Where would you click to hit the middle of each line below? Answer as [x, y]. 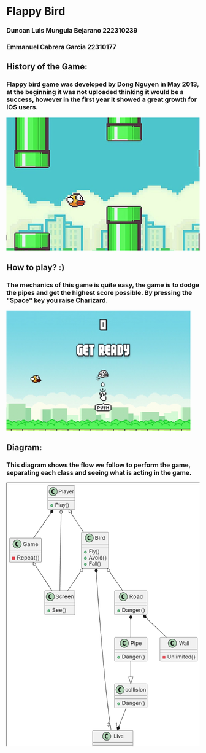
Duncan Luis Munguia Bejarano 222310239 [72, 31]
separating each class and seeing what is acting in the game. [99, 472]
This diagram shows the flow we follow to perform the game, [99, 465]
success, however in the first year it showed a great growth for [102, 99]
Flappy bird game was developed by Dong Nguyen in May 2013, [103, 84]
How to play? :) [36, 267]
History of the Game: [47, 67]
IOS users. [22, 107]
